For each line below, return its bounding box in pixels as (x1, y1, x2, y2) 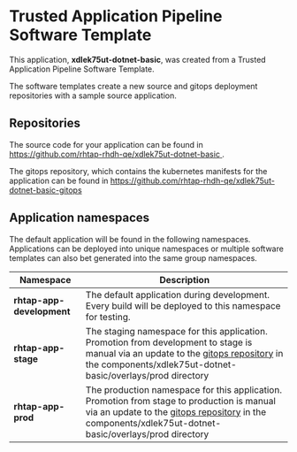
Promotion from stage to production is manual (85, 395, 277, 407)
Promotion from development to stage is (85, 336, 253, 349)
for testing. (85, 310, 131, 323)
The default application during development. (85, 288, 270, 301)
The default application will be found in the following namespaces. (9, 234, 251, 244)
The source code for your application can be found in (9, 139, 203, 149)
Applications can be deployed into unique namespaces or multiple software (9, 243, 285, 254)
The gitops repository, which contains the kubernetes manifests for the (9, 165, 268, 176)
